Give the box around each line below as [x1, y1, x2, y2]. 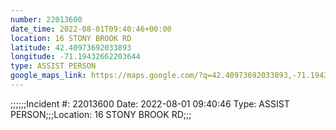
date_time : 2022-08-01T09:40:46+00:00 [10, 24, 172, 34]
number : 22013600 [10, 14, 83, 25]
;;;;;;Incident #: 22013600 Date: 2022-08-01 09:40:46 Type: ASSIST [10, 97, 290, 110]
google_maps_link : [10, 71, 87, 81]
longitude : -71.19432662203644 [10, 52, 141, 62]
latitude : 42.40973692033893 [10, 42, 132, 53]
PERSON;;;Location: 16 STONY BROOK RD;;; [10, 108, 192, 120]
